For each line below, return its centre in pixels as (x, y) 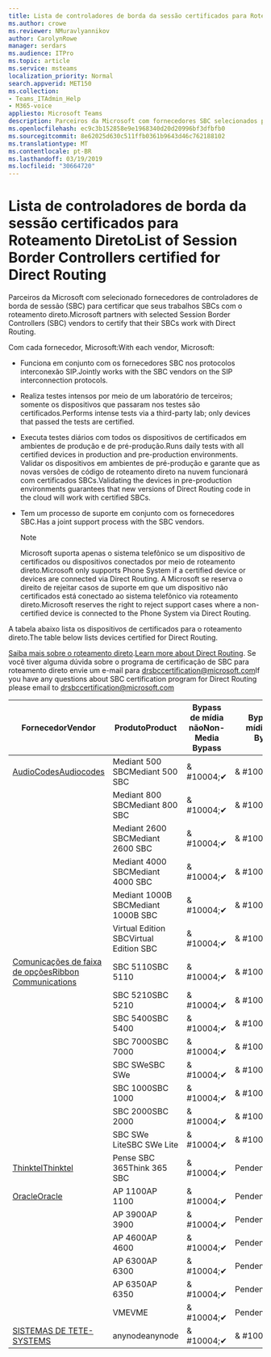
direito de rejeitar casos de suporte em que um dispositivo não (124, 588)
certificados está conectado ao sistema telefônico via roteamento (129, 596)
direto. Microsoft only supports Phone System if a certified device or (133, 570)
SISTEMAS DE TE (46, 1331)
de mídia (207, 718)
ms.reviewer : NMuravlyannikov (59, 31)
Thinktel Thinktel (43, 1168)
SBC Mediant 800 (145, 805)
